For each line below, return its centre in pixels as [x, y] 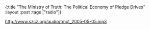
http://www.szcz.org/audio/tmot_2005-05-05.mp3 [56, 22]
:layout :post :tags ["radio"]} [33, 12]
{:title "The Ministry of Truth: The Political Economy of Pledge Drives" [75, 7]
